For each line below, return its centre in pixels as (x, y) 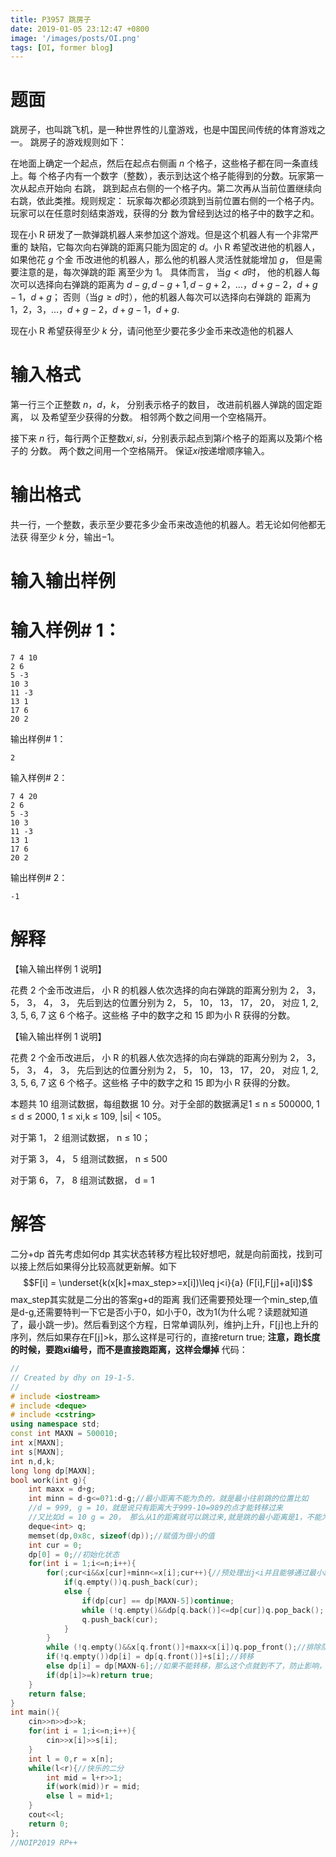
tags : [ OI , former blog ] (62, 47)
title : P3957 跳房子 (51, 19)
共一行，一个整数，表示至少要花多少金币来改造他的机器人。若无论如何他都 (163, 525)
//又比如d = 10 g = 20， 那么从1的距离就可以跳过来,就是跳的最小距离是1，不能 (175, 1517)
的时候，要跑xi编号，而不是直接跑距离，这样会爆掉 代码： (129, 1350)
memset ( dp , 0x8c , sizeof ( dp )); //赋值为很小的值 (121, 1536)
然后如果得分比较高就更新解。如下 (106, 1267)
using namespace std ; (55, 1424)
